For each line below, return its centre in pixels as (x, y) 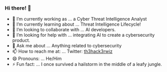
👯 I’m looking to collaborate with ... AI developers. (64, 30)
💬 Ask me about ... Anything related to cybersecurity (67, 46)
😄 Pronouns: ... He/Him (37, 59)
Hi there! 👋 (18, 8)
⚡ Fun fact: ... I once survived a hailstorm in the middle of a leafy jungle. (87, 64)
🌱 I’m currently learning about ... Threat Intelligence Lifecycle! (76, 24)
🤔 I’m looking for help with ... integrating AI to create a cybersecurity (83, 35)
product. (21, 40)
